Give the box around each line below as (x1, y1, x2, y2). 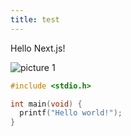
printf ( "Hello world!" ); (19, 108, 123, 118)
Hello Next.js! (10, 42, 66, 54)
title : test (10, 14, 60, 25)
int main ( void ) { (10, 99, 83, 109)
